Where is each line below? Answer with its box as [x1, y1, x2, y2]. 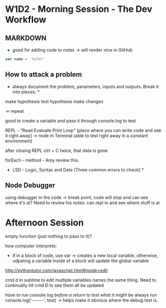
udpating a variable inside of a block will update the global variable [12, 258, 149, 264]
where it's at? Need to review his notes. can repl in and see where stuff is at [5, 200, 160, 206]
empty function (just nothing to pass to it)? [5, 233, 92, 239]
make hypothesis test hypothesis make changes [5, 98, 104, 104]
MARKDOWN [5, 34, 47, 42]
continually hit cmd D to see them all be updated [5, 282, 104, 289]
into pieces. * [12, 88, 40, 95]
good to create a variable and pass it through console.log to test [5, 118, 136, 124]
